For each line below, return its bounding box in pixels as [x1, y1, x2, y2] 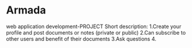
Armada [6, 4, 46, 17]
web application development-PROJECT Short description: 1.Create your [6, 23, 181, 30]
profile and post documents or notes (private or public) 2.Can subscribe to [6, 29, 186, 36]
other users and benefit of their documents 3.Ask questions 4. [6, 35, 157, 42]
